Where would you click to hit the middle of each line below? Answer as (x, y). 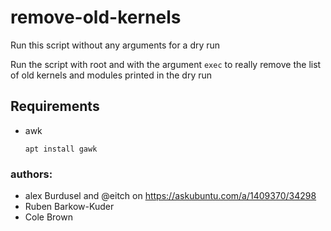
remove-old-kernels (96, 17)
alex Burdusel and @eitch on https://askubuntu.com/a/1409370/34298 (170, 196)
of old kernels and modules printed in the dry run (111, 75)
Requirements (55, 106)
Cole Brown (48, 217)
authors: (31, 174)
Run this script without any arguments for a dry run (115, 45)
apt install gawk (61, 149)
